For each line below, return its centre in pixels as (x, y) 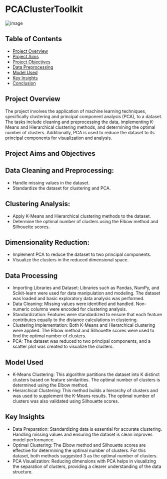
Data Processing (31, 276)
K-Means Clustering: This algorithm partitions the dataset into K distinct (86, 374)
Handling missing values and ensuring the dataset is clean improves (82, 434)
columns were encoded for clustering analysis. (79, 309)
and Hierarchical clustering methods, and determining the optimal (88, 127)
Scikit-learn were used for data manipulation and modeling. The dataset (86, 293)
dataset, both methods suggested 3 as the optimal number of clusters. (85, 455)
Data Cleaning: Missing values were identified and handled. (73, 304)
